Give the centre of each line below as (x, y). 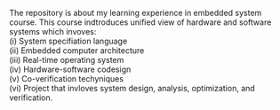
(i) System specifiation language (68, 41)
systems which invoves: (53, 31)
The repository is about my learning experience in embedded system (136, 13)
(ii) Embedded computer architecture (77, 51)
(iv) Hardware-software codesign (70, 69)
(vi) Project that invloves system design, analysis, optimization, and (132, 88)
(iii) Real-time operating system (67, 60)
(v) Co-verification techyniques (67, 79)
